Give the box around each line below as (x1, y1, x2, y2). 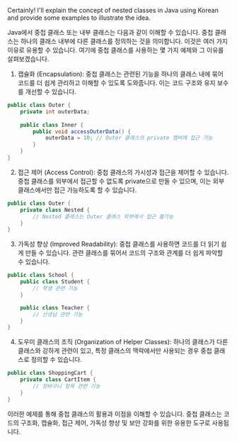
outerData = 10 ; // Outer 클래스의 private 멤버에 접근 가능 (45, 135, 214, 142)
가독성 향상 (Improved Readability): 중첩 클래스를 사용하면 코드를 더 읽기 (17, 240, 219, 249)
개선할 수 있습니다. (25, 88, 76, 96)
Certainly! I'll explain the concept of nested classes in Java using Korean (7, 6, 219, 14)
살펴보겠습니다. (7, 55, 50, 63)
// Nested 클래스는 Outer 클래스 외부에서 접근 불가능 (33, 212, 174, 220)
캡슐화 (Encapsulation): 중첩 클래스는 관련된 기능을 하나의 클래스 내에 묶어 (17, 70, 224, 78)
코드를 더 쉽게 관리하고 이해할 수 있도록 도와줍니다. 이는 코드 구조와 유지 (17, 79, 216, 87)
